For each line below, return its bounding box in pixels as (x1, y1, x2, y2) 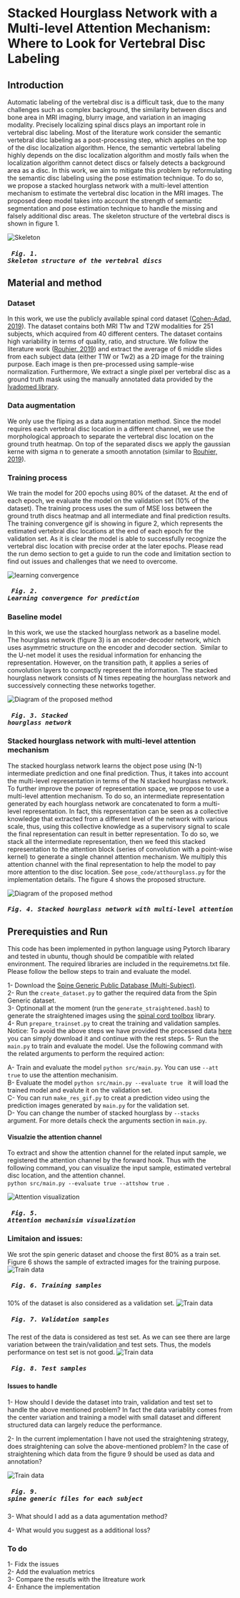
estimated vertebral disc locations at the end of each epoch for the (7, 526, 204, 535)
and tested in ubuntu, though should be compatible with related (7, 952, 194, 960)
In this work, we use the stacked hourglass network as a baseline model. (7, 628, 221, 637)
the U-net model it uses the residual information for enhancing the (7, 651, 202, 660)
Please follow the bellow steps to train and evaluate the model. (7, 967, 191, 975)
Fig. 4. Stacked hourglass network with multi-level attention (7, 905, 234, 913)
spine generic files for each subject (7, 1494, 144, 1502)
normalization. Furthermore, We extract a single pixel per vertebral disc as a (7, 368, 231, 376)
